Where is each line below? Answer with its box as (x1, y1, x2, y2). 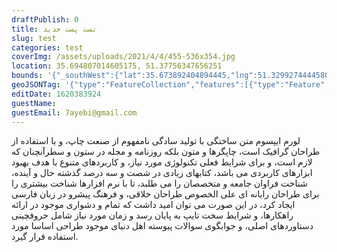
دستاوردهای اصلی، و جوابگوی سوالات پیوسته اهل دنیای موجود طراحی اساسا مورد (11, 220, 314, 232)
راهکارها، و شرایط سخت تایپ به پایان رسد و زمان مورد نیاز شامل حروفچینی (11, 209, 294, 221)
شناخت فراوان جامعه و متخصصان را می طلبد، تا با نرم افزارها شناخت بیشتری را (11, 177, 308, 190)
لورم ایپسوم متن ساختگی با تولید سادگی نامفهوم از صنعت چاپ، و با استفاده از (11, 135, 301, 147)
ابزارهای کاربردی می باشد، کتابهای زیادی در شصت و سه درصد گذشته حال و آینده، (11, 167, 313, 179)
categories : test (11, 42, 84, 53)
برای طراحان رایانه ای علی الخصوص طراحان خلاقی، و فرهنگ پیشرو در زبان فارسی (11, 188, 320, 200)
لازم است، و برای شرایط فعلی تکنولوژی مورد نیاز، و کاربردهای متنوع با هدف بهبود (11, 156, 313, 168)
